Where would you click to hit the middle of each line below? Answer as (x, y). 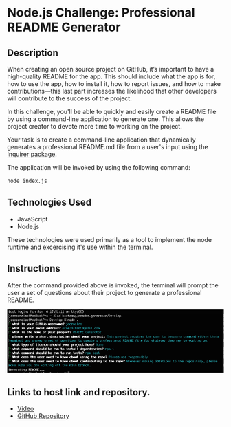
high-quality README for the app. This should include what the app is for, (111, 76)
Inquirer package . (32, 154)
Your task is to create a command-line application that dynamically (101, 140)
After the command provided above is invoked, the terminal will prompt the (113, 285)
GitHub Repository (43, 416)
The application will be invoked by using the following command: (99, 167)
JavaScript (32, 219)
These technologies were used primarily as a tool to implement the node (109, 239)
